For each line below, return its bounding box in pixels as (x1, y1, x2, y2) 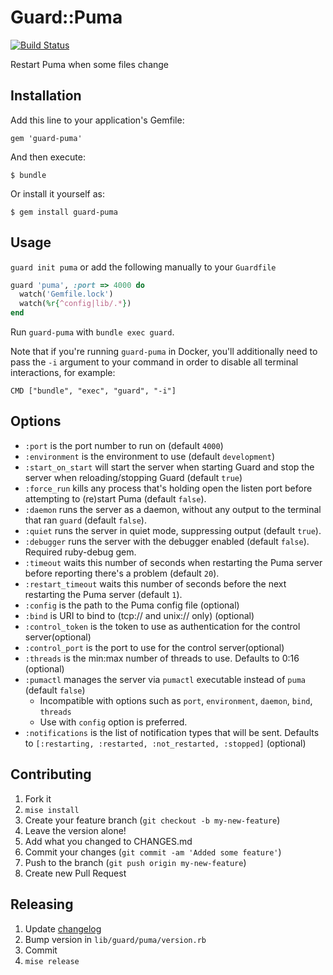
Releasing (10, 896, 74, 913)
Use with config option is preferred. (39, 716, 188, 728)
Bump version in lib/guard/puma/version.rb (24, 933, 207, 945)
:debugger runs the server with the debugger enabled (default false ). (24, 535, 310, 547)
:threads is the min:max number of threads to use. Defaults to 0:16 (24, 652, 300, 664)
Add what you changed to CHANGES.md (24, 835, 193, 847)
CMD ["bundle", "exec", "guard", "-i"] (10, 386, 177, 396)
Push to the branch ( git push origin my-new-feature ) (24, 856, 247, 868)
